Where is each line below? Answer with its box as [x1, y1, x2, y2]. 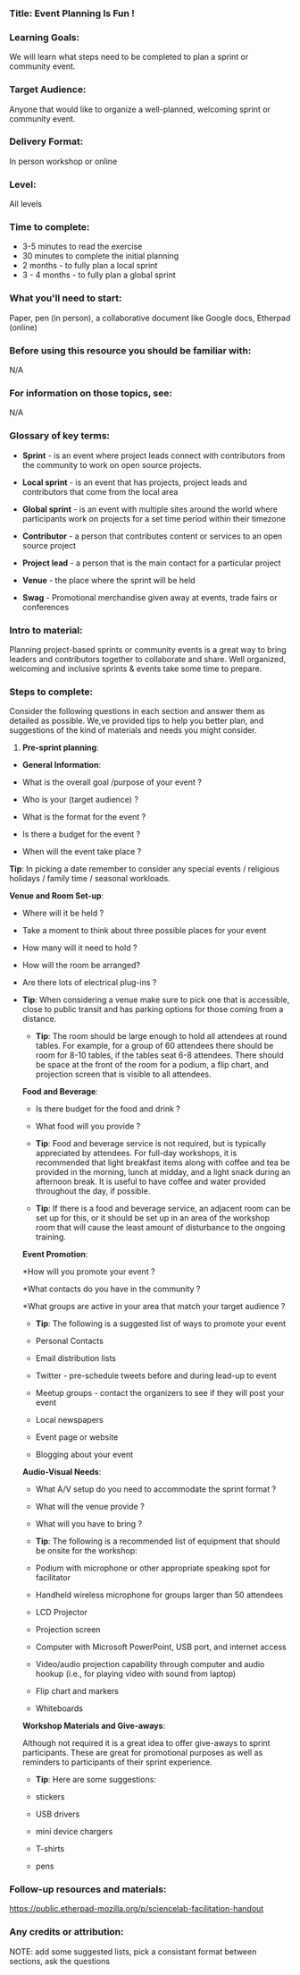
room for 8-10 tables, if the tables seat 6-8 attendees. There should [35, 1050, 284, 1060]
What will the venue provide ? [35, 1502, 145, 1512]
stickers [35, 1792, 65, 1802]
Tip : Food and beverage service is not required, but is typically [35, 1138, 267, 1149]
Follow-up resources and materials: [9, 1883, 167, 1895]
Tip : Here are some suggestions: [35, 1775, 156, 1785]
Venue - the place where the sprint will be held [21, 575, 196, 585]
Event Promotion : [21, 1249, 88, 1260]
